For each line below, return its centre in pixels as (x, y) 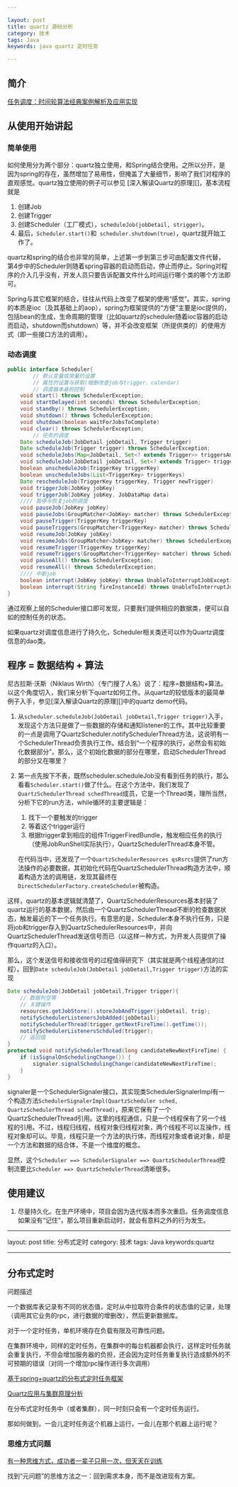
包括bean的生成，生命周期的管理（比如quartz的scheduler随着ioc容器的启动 (118, 316)
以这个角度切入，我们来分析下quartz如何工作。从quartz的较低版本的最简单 (116, 693)
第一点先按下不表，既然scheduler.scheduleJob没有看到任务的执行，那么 (123, 776)
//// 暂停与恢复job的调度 (54, 501)
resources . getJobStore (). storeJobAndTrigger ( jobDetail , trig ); (115, 1011)
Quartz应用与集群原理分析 (45, 1393)
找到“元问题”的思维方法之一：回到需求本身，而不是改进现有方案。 (103, 1476)
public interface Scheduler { (50, 369)
